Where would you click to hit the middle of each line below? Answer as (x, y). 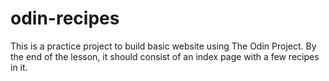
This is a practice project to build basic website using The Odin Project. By (163, 46)
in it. (19, 67)
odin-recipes (65, 18)
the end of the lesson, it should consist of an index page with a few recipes (165, 56)
